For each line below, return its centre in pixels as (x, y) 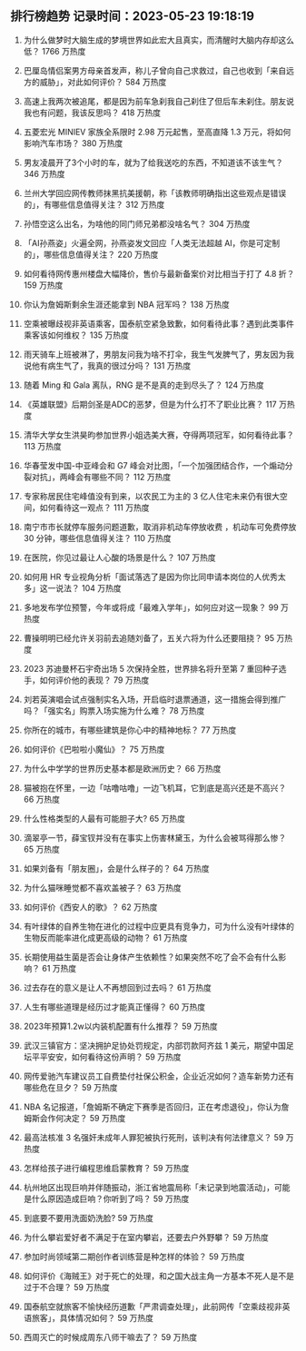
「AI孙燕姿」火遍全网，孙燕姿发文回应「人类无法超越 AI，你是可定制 (152, 242)
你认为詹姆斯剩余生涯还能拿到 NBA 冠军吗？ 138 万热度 (126, 304)
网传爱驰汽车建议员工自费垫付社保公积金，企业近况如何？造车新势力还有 (158, 1076)
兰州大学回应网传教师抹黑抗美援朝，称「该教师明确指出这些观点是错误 (155, 192)
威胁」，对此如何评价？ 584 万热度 (103, 82)
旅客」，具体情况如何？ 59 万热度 (92, 1317)
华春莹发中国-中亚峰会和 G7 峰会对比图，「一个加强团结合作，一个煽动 (154, 465)
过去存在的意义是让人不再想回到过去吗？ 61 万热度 (118, 987)
